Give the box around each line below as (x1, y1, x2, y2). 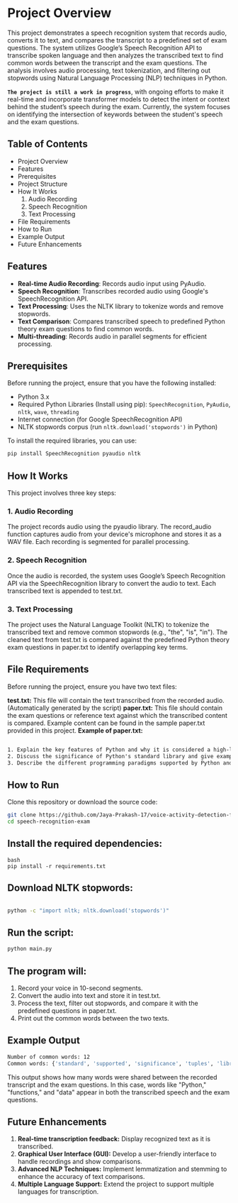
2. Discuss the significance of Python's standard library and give (7, 753, 214, 760)
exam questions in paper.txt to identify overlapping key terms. (7, 643, 188, 651)
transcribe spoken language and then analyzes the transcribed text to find (7, 51, 224, 60)
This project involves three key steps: (7, 489, 117, 497)
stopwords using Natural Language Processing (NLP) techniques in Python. (7, 73, 228, 82)
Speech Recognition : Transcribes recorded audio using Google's (17, 287, 209, 295)
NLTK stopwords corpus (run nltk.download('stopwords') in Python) (17, 423, 218, 431)
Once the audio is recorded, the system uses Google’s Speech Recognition (7, 571, 225, 580)
